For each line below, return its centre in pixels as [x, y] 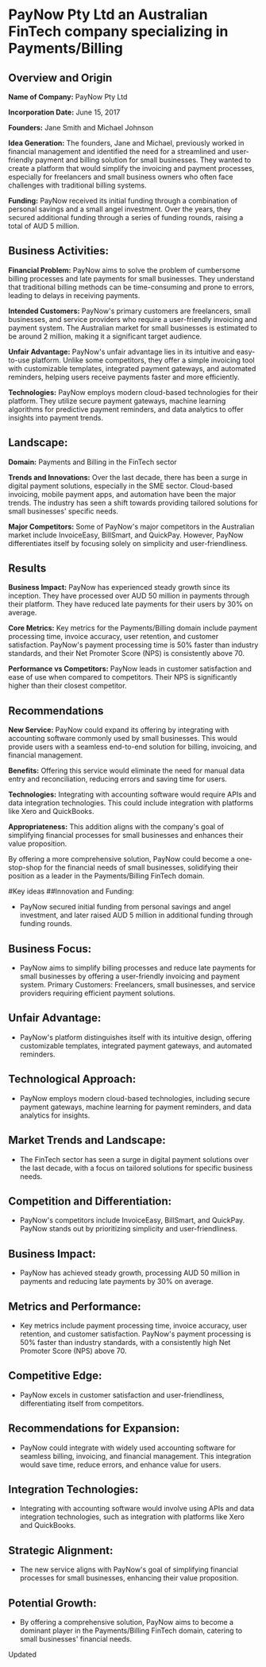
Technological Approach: [72, 1079]
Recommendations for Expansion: [94, 1429]
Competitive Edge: [55, 1376]
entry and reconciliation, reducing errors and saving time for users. [118, 779]
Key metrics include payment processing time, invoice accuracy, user [133, 1325]
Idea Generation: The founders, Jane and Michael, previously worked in [126, 143]
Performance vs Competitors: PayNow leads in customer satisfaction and [130, 669]
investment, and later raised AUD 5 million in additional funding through [136, 915]
